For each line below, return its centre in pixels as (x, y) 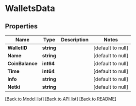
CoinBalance (23, 63)
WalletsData (30, 8)
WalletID (17, 48)
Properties (21, 26)
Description (75, 40)
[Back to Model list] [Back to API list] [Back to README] (61, 99)
